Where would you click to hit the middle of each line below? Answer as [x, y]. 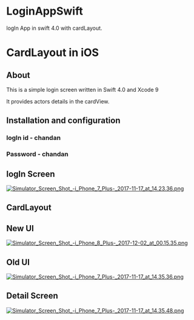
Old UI [18, 262]
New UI [20, 228]
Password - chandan [37, 155]
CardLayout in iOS [52, 53]
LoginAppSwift [45, 11]
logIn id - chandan [34, 138]
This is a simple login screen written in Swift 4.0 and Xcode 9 [82, 89]
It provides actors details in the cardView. [58, 101]
